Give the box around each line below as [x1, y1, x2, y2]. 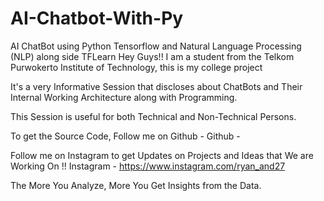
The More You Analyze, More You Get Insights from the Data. [10, 179, 262, 191]
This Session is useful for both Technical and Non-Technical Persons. [10, 110, 297, 122]
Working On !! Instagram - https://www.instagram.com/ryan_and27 [10, 160, 286, 172]
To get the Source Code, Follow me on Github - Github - [10, 130, 241, 142]
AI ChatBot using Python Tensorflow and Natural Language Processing [10, 40, 302, 52]
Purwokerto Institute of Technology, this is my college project [10, 61, 263, 73]
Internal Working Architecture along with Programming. [10, 91, 238, 103]
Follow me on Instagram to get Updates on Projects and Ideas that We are [10, 149, 314, 161]
